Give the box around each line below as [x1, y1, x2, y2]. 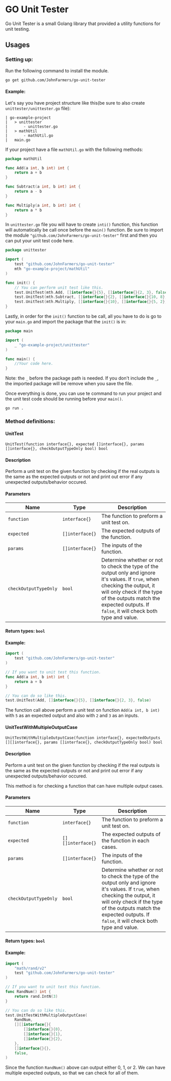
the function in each [101, 837, 150, 844]
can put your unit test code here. [5, 238, 74, 244]
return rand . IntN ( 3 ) [14, 994, 58, 999]
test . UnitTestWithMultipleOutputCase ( [5, 1013, 88, 1018]
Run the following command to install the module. [5, 67, 109, 73]
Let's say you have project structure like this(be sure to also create [5, 99, 145, 106]
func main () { [5, 356, 36, 362]
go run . [5, 406, 24, 411]
